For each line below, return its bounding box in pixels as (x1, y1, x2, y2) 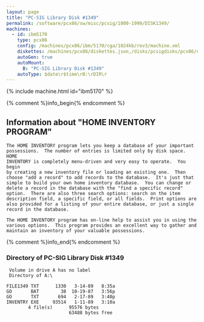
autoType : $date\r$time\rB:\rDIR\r (17, 71, 107, 77)
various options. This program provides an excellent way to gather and (6, 222, 197, 228)
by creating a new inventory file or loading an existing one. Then (6, 170, 186, 176)
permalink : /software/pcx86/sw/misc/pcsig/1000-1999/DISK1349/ (6, 20, 170, 26)
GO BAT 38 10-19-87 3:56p (6, 289, 115, 295)
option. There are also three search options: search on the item (6, 191, 181, 197)
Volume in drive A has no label (8, 267, 91, 273)
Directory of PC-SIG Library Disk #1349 (6, 253, 124, 262)
